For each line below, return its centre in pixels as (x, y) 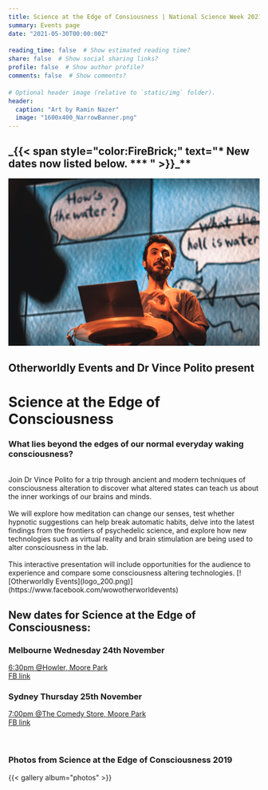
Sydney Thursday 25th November (75, 697)
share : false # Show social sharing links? (83, 59)
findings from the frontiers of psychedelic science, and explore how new (128, 531)
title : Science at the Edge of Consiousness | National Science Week (126, 17)
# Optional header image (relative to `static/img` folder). (112, 92)
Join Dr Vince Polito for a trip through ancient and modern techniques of (127, 480)
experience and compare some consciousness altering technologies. (122, 573)
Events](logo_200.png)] (94, 581)
